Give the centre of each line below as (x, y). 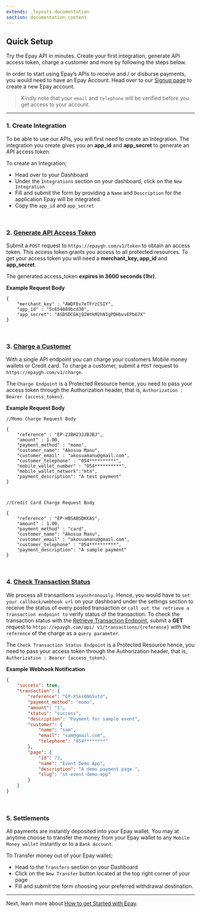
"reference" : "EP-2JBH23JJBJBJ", (60, 435)
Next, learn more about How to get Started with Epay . (72, 903)
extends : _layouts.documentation (48, 12)
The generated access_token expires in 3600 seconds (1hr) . (81, 276)
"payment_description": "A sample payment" (72, 550)
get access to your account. (55, 105)
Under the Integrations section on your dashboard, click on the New (98, 181)
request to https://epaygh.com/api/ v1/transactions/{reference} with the (98, 627)
